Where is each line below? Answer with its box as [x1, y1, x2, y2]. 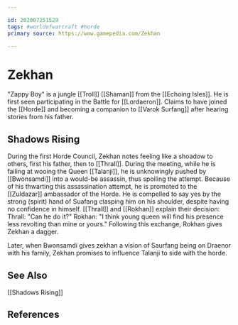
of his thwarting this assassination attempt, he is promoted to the [7, 182, 198, 191]
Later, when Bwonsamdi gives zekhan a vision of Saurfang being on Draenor [7, 241, 232, 250]
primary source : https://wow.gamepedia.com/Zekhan [7, 30, 161, 37]
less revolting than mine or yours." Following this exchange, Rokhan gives [7, 220, 222, 228]
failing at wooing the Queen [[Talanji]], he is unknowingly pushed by [7, 167, 207, 176]
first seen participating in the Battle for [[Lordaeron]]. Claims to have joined [7, 97, 227, 106]
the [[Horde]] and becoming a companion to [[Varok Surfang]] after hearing [7, 105, 229, 114]
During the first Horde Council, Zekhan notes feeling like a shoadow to [7, 152, 213, 160]
